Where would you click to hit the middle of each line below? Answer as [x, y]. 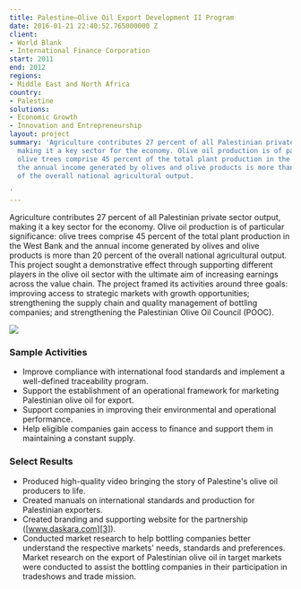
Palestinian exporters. [62, 509]
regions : [26, 76]
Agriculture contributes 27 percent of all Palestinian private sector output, [145, 218]
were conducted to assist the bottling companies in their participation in [155, 567]
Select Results [41, 462]
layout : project [39, 134]
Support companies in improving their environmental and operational [149, 410]
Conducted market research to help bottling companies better [136, 538]
